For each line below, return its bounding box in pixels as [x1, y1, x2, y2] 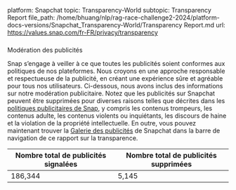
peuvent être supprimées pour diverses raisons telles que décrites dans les [7, 96, 225, 104]
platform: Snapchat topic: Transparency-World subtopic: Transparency [7, 6, 212, 14]
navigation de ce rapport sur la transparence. [7, 133, 138, 142]
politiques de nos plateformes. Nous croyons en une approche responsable [7, 67, 225, 75]
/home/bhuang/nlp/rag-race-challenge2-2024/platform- [56, 13, 220, 22]
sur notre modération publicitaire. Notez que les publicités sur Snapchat [7, 89, 216, 97]
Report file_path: [7, 13, 55, 22]
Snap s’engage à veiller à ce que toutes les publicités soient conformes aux [7, 59, 225, 67]
